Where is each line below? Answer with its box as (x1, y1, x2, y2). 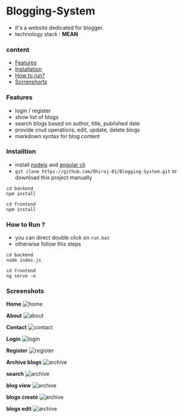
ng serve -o (6, 273, 36, 279)
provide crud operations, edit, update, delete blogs (14, 126, 141, 133)
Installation (14, 65, 42, 73)
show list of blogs (14, 113, 59, 121)
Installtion (6, 147, 36, 156)
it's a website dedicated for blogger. (14, 24, 104, 31)
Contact (6, 324, 27, 331)
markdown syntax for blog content (14, 132, 100, 139)
